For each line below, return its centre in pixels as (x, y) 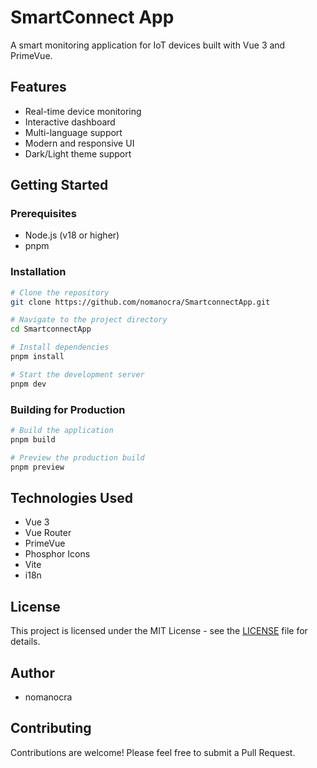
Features (38, 87)
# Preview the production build (77, 457)
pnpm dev (28, 384)
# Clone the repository (60, 292)
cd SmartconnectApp (51, 329)
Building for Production (68, 409)
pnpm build (33, 439)
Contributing (51, 728)
